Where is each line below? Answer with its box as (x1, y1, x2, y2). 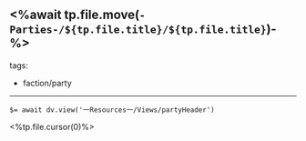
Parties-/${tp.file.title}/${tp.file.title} (9, 23, 267, 36)
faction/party (22, 77, 73, 88)
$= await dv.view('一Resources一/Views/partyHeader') (9, 105, 216, 115)
